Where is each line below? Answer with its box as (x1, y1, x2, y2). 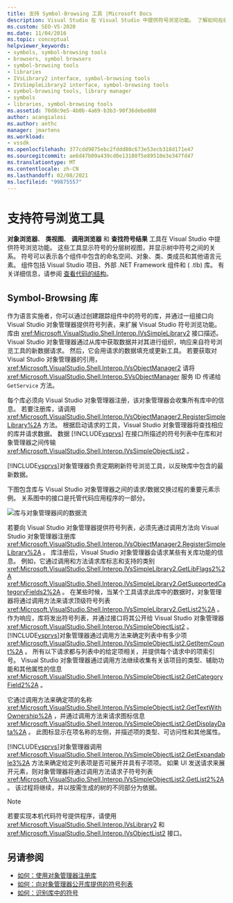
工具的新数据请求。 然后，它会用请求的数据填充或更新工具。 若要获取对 (12, 346, 217, 355)
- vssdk (7, 140, 30, 147)
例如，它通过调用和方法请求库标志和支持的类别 (20, 557, 155, 566)
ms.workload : (7, 133, 45, 140)
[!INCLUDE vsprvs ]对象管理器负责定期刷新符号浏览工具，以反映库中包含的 (7, 462, 218, 470)
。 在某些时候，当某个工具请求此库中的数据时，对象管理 (62, 588, 222, 596)
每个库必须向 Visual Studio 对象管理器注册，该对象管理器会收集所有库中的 (7, 396, 218, 404)
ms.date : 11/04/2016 (7, 29, 67, 37)
